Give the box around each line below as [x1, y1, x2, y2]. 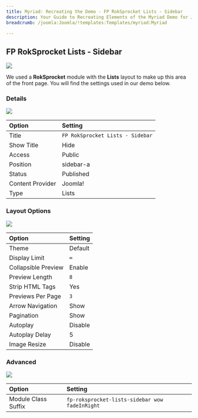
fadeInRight [67, 403, 100, 409]
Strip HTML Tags [9, 282, 56, 290]
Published [61, 170, 90, 178]
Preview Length [9, 273, 52, 281]
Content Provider [9, 180, 57, 188]
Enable [69, 263, 88, 271]
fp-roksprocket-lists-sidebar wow [67, 397, 163, 403]
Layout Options [6, 207, 51, 215]
